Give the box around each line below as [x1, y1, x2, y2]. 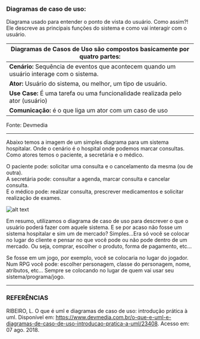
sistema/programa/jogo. [6, 273, 65, 281]
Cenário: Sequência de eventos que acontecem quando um [9, 62, 176, 71]
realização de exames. [6, 194, 61, 202]
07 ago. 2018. [6, 326, 40, 333]
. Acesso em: [157, 320, 190, 327]
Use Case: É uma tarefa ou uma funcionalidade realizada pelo [9, 89, 182, 98]
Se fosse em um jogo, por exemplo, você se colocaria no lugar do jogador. [6, 255, 189, 262]
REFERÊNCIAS [6, 294, 49, 302]
